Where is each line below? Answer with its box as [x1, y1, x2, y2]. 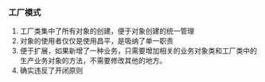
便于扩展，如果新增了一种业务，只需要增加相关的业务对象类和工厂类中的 [19, 46, 257, 56]
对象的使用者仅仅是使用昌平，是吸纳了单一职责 [19, 36, 173, 46]
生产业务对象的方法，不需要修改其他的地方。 [19, 56, 167, 65]
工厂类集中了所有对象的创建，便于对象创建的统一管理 [19, 26, 195, 36]
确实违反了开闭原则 [19, 65, 84, 76]
